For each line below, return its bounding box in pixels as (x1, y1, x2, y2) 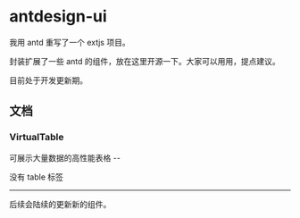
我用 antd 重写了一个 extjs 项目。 (9, 37, 131, 47)
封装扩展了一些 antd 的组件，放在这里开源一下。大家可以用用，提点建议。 (9, 55, 281, 66)
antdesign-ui (9, 6, 107, 27)
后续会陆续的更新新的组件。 (9, 198, 112, 209)
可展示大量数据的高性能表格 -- (9, 152, 121, 163)
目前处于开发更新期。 (9, 74, 87, 86)
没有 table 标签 (9, 172, 64, 182)
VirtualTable (9, 131, 64, 144)
